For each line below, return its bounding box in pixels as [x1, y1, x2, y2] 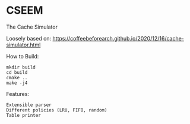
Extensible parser [6, 102, 52, 108]
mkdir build [6, 64, 36, 70]
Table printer [6, 112, 42, 118]
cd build [6, 69, 28, 75]
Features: [6, 90, 30, 97]
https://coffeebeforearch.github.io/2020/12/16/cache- [52, 35, 184, 42]
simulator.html [6, 41, 41, 48]
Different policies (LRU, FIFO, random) [6, 107, 108, 113]
